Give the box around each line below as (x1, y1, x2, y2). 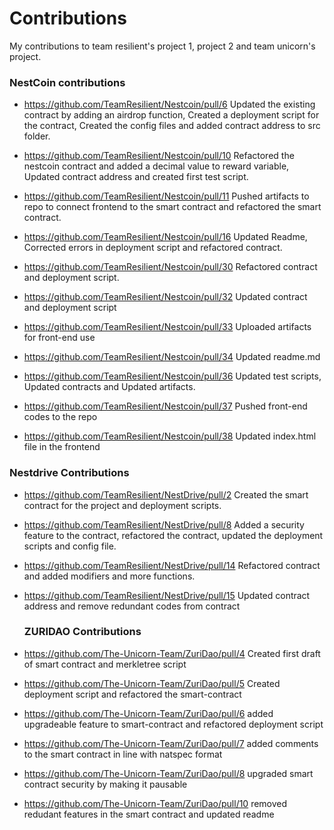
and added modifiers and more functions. (23, 570, 196, 582)
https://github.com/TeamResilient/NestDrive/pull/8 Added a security (23, 518, 305, 531)
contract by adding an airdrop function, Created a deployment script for (23, 109, 320, 121)
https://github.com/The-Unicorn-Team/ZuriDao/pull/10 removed (23, 797, 288, 809)
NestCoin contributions (9, 75, 126, 89)
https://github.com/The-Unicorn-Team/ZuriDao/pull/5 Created (23, 677, 281, 689)
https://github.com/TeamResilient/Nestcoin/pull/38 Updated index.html (23, 430, 317, 442)
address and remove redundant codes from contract (23, 600, 241, 612)
